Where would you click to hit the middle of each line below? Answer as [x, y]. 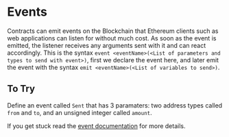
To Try [21, 89]
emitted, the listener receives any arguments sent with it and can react [107, 45]
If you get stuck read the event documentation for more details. [96, 126]
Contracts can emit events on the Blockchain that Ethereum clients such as [113, 31]
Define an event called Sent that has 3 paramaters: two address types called [115, 105]
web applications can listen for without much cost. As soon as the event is [112, 38]
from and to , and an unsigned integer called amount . [80, 112]
